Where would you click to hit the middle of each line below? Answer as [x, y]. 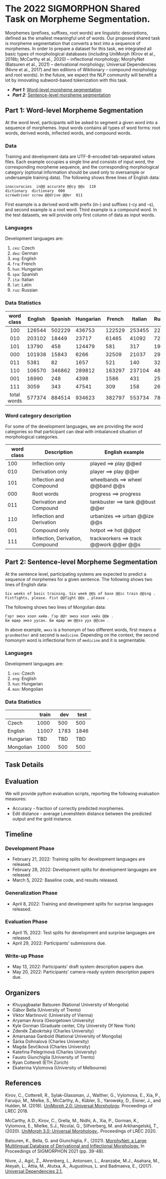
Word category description [38, 415]
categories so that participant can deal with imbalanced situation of [74, 431]
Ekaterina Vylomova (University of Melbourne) [60, 1067]
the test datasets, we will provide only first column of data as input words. [80, 215]
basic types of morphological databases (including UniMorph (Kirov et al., [80, 54]
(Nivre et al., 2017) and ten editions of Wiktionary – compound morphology [81, 69]
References [23, 1083]
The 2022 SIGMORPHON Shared [73, 9]
